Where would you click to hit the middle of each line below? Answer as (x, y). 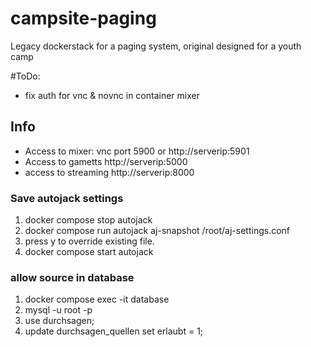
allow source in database (72, 277)
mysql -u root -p (58, 310)
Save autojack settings (67, 198)
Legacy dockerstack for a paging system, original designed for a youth (156, 46)
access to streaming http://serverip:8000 (109, 172)
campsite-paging (83, 18)
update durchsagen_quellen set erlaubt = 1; (114, 331)
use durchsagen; (59, 321)
